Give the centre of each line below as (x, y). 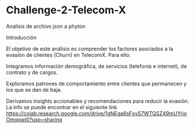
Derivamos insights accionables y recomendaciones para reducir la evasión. (98, 101)
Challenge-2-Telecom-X (66, 10)
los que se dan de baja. (34, 89)
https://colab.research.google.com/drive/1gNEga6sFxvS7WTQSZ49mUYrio (97, 113)
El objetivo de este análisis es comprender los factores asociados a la (90, 49)
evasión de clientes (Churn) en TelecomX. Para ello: (68, 55)
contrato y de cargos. (32, 72)
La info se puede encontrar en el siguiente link (62, 107)
